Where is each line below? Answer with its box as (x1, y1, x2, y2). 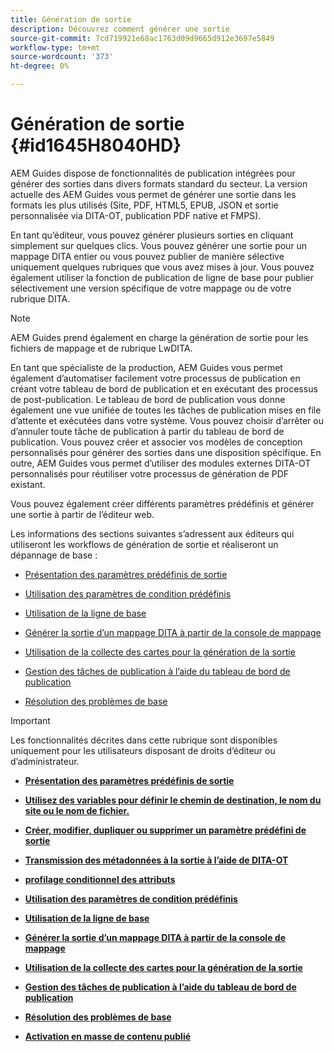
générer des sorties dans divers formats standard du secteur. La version (10, 177, 308, 190)
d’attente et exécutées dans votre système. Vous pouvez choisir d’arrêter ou (10, 414, 324, 426)
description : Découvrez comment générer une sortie (10, 24, 230, 34)
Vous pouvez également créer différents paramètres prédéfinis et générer (10, 497, 315, 510)
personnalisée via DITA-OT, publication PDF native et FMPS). (10, 209, 262, 221)
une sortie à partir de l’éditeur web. (10, 508, 155, 520)
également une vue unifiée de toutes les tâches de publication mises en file (10, 404, 322, 416)
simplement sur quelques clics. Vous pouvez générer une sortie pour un (10, 239, 308, 251)
